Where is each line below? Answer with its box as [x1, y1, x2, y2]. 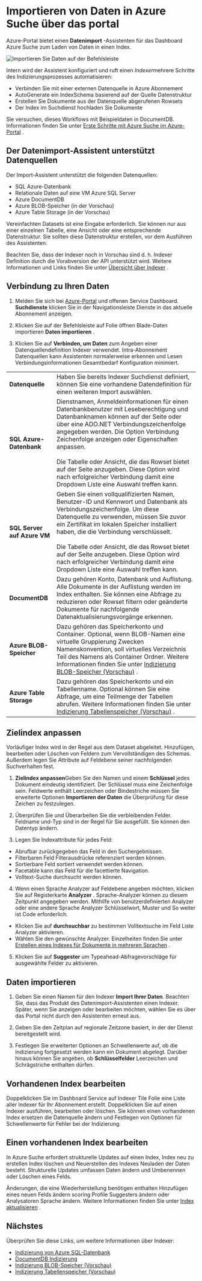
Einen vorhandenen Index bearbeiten [6, 1138, 148, 1148]
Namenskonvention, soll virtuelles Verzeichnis [56, 645, 186, 653]
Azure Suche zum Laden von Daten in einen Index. [6, 43, 132, 51]
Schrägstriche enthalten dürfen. [14, 1061, 94, 1069]
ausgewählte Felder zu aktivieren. [14, 960, 99, 967]
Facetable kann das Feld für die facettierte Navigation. [14, 867, 150, 874]
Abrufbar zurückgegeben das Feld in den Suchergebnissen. [14, 848, 164, 855]
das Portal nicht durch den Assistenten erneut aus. [14, 1013, 141, 1020]
